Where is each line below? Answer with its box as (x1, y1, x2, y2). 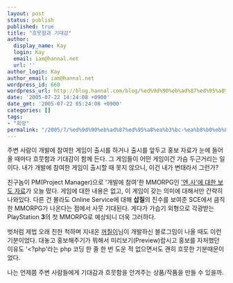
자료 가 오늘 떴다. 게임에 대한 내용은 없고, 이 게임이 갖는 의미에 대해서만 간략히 (14, 187, 223, 195)
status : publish (7, 17, 54, 24)
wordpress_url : (7, 87, 51, 94)
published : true (7, 23, 54, 30)
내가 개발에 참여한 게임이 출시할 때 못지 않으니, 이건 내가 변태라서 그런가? (21, 164, 219, 172)
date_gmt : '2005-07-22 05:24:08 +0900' (7, 101, 123, 108)
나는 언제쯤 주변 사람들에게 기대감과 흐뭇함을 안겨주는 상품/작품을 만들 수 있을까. (7, 268, 224, 277)
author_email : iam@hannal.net (7, 74, 95, 82)
